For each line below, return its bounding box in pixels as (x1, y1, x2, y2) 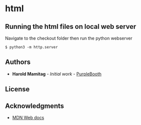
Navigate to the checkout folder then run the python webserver (5, 35, 133, 41)
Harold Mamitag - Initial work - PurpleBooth (12, 71, 102, 77)
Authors (5, 58, 31, 66)
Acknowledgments (5, 102, 65, 110)
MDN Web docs (12, 115, 45, 121)
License (5, 85, 30, 93)
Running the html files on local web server (5, 22, 136, 31)
